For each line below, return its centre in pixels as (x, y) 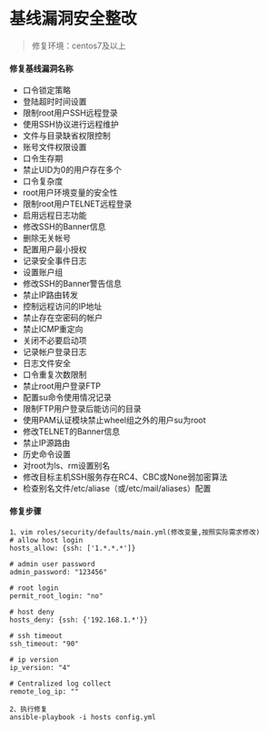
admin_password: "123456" (58, 573)
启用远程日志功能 (55, 216)
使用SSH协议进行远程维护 (71, 125)
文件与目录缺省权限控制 (66, 136)
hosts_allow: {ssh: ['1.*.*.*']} (73, 548)
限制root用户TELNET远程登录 (77, 204)
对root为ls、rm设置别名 (66, 466)
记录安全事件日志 (55, 261)
